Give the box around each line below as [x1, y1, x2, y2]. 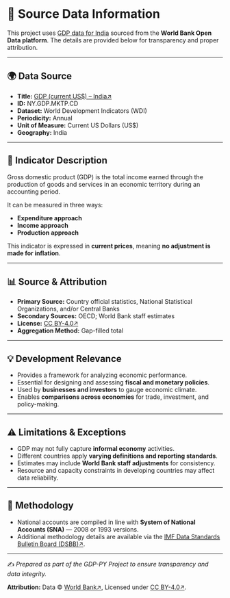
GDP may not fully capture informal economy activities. [16, 445, 175, 452]
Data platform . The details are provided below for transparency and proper [7, 36, 219, 44]
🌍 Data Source [7, 70, 73, 82]
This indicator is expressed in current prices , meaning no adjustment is [7, 242, 211, 250]
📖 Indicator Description [7, 155, 107, 166]
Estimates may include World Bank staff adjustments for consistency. [16, 459, 216, 467]
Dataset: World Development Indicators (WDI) [16, 106, 147, 115]
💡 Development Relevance [7, 352, 122, 365]
